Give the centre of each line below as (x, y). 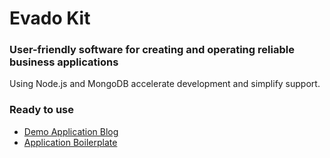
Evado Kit (50, 18)
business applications (64, 62)
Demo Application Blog (71, 131)
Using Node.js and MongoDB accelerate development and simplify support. (165, 84)
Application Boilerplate (70, 142)
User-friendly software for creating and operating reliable (152, 50)
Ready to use (41, 110)
